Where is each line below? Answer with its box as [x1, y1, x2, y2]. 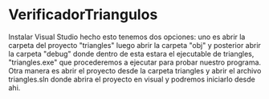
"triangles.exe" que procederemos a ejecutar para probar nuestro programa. [8, 57, 262, 67]
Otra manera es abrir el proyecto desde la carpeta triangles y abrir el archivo [8, 65, 262, 75]
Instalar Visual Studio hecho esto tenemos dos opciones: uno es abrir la [8, 32, 246, 42]
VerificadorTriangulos [8, 6, 158, 24]
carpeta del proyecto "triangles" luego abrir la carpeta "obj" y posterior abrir [8, 40, 261, 49]
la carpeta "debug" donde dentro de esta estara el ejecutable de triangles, [8, 49, 255, 58]
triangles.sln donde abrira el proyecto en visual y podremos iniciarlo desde [8, 74, 255, 84]
